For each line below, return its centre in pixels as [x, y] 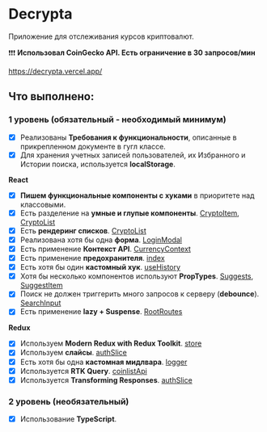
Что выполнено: [51, 96]
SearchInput [40, 303]
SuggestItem [41, 285]
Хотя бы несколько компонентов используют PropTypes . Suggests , [137, 276]
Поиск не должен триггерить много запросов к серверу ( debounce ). [140, 294]
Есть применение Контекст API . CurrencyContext [106, 249]
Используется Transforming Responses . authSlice [106, 380]
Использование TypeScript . [68, 419]
